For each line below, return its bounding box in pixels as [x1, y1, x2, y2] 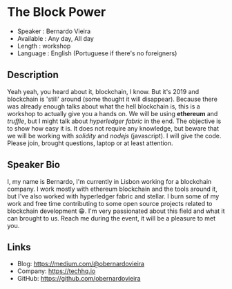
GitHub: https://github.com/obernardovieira [17, 274, 141, 283]
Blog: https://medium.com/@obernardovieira [17, 260, 145, 268]
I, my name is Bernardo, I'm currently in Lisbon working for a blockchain [7, 177, 212, 185]
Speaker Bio [7, 159, 61, 171]
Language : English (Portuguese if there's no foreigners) [17, 49, 177, 57]
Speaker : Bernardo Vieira [17, 27, 91, 35]
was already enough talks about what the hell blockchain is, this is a [7, 102, 200, 111]
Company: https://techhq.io [17, 267, 96, 275]
